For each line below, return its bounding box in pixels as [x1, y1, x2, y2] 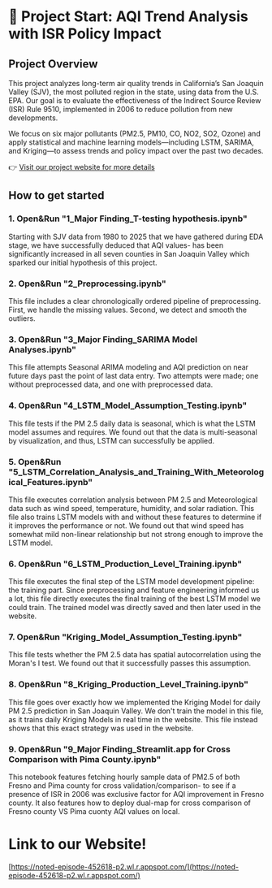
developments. [8, 113, 58, 123]
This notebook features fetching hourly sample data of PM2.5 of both [8, 772, 240, 782]
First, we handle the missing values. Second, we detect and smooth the [8, 305, 248, 314]
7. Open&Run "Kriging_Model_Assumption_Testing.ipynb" [8, 631, 243, 643]
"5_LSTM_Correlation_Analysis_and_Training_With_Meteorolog [8, 466, 265, 478]
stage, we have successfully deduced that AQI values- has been [8, 240, 224, 250]
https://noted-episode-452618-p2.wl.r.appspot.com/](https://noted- [11, 862, 240, 872]
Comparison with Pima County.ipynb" [8, 753, 162, 765]
